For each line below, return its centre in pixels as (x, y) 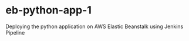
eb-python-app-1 (49, 10)
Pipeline (15, 32)
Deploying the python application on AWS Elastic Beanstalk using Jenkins (95, 26)
